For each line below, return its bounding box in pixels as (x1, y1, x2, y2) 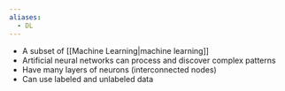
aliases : (9, 12, 42, 22)
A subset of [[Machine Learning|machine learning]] (21, 45, 210, 56)
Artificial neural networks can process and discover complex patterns (21, 55, 276, 65)
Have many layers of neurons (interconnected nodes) (21, 64, 217, 75)
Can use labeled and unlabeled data (21, 73, 154, 84)
